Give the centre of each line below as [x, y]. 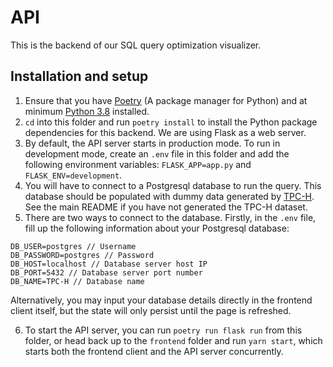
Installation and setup [79, 76]
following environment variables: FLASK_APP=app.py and [138, 164]
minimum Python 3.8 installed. [87, 111]
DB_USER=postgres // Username [73, 246]
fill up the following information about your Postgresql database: [157, 228]
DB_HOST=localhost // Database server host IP [109, 264]
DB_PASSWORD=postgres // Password [82, 255]
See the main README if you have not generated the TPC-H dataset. [166, 207]
